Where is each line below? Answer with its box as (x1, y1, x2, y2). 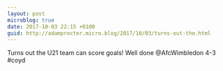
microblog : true (7, 17, 55, 24)
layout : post (7, 10, 45, 17)
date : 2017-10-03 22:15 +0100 (7, 23, 96, 30)
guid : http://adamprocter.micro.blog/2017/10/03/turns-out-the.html (7, 29, 211, 37)
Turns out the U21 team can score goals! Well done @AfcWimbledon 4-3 (7, 49, 217, 57)
